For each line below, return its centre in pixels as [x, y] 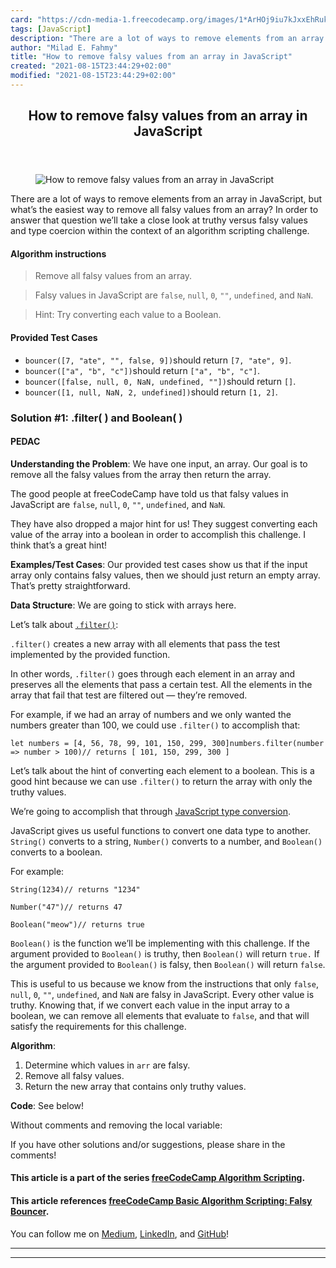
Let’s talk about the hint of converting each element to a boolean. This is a [162, 770]
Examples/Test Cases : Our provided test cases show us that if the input [159, 564]
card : [21, 19]
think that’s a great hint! [58, 545]
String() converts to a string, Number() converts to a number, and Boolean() [166, 841]
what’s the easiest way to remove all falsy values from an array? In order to [164, 210]
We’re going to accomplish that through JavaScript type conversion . [150, 811]
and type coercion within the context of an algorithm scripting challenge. [160, 231]
